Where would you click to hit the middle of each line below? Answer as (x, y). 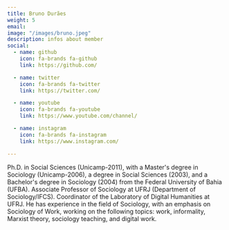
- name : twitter (37, 78)
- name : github (35, 53)
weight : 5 (21, 20)
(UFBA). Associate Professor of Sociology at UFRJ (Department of (101, 189)
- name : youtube (37, 103)
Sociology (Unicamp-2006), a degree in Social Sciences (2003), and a (108, 175)
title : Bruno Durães (37, 14)
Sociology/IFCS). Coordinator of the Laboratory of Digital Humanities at (108, 196)
